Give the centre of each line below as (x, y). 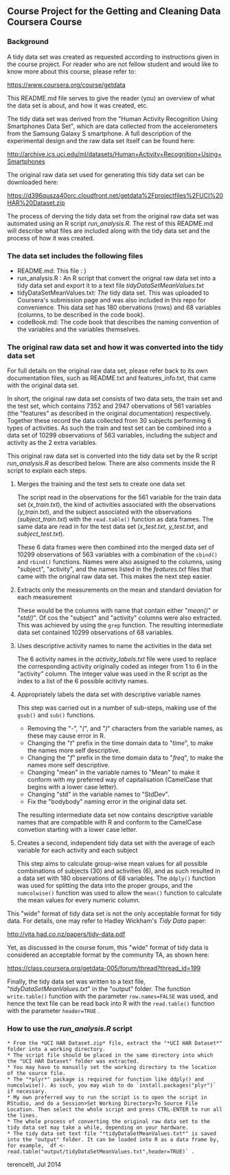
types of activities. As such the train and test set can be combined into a (109, 428)
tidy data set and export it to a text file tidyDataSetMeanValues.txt (111, 285)
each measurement (44, 597)
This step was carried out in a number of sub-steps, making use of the (117, 708)
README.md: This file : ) (52, 271)
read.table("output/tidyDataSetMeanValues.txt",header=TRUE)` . (101, 1152)
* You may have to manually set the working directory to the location (112, 1067)
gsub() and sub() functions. (56, 715)
